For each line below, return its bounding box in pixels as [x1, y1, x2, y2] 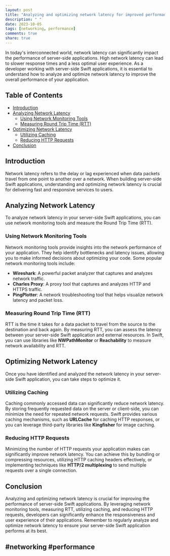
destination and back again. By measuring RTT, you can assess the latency [5, 326, 162, 332]
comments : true [5, 31, 37, 36]
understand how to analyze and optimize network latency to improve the [5, 71, 156, 77]
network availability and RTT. [5, 342, 66, 348]
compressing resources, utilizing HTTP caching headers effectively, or [5, 457, 152, 463]
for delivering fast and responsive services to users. [5, 186, 114, 192]
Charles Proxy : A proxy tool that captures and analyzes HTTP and [12, 281, 151, 287]
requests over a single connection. [5, 467, 77, 473]
